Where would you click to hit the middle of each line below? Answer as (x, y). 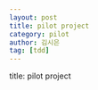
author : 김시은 (35, 42)
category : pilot (39, 34)
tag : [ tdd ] (29, 51)
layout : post (33, 17)
